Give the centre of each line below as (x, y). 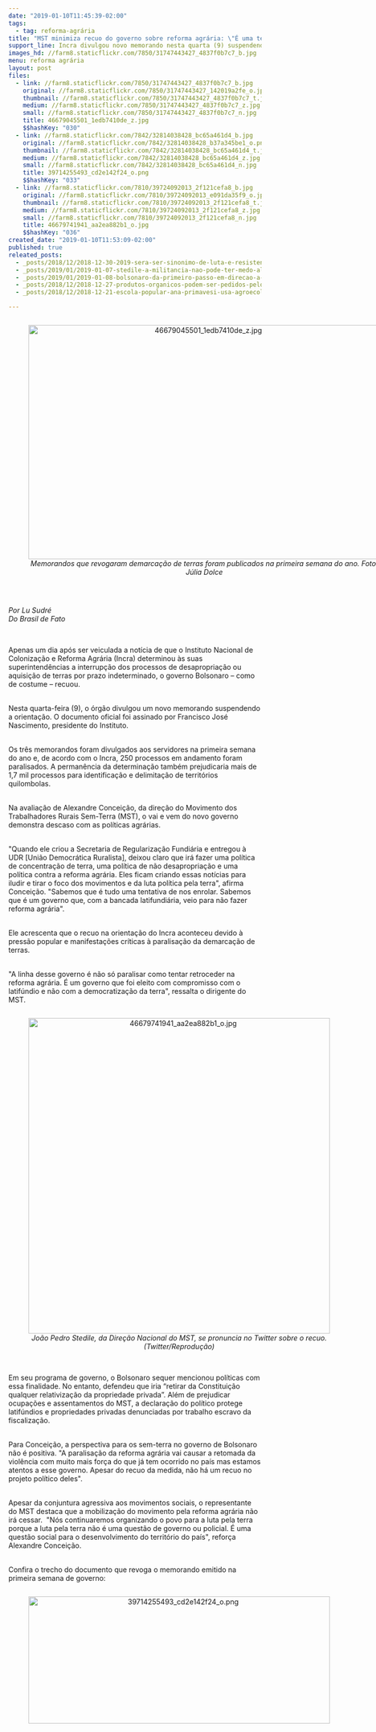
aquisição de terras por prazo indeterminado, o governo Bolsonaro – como (132, 675)
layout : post (30, 68)
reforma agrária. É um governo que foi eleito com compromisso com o (125, 983)
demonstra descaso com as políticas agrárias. (85, 825)
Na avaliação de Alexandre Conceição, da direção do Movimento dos (123, 808)
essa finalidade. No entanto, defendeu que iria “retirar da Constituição (125, 1386)
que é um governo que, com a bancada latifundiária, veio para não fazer (128, 900)
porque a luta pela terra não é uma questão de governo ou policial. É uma (130, 1528)
